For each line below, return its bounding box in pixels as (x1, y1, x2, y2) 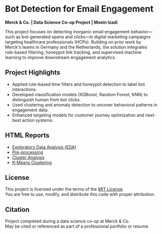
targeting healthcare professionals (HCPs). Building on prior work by (5, 39, 142, 44)
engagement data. (12, 107, 49, 113)
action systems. (22, 117, 54, 123)
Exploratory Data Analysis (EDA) (12, 144, 76, 150)
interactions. (12, 86, 37, 92)
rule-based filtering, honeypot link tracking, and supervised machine (5, 49, 142, 55)
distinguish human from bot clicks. (12, 97, 81, 102)
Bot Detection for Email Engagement (5, 3, 154, 15)
